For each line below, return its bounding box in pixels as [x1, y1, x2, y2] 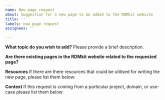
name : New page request [5, 7, 55, 12]
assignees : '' [5, 26, 35, 31]
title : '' [5, 16, 26, 21]
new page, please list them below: [5, 74, 76, 80]
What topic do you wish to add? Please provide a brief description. [5, 44, 144, 50]
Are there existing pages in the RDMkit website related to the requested [5, 53, 157, 60]
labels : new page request [5, 21, 59, 26]
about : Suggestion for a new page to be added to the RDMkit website [5, 12, 153, 17]
